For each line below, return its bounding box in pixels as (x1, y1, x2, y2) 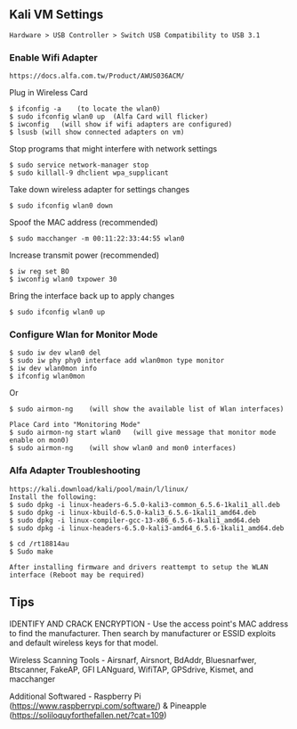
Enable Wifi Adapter (9, 51, 98, 63)
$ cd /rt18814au (9, 539, 69, 548)
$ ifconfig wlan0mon (9, 372, 86, 381)
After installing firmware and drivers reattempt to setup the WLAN (9, 562, 269, 571)
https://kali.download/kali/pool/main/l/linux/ (9, 485, 189, 494)
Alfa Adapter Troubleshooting (9, 464, 140, 477)
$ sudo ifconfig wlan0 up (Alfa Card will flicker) (9, 112, 209, 121)
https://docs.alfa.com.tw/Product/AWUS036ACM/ (9, 71, 185, 81)
